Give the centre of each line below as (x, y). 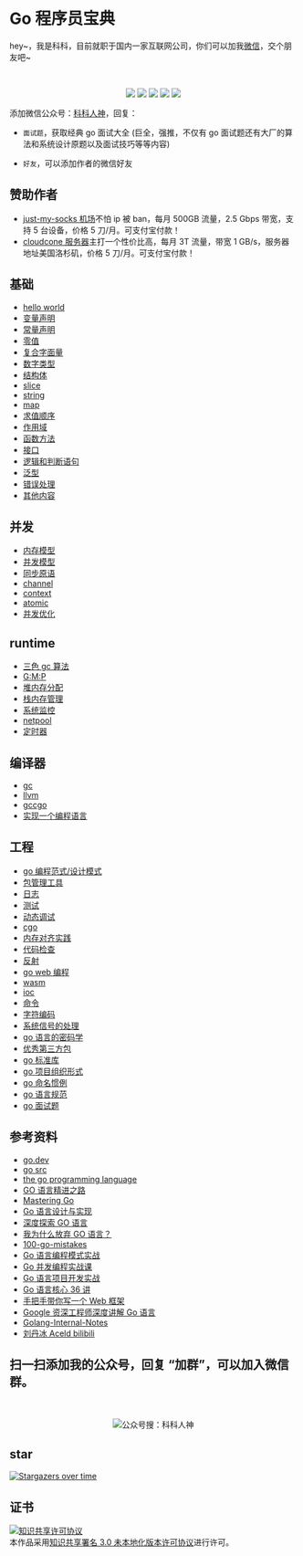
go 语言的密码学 (53, 1036)
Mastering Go (48, 1200)
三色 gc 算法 (46, 667)
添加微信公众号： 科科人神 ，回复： (73, 113)
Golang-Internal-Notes (65, 1322)
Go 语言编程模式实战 (61, 1255)
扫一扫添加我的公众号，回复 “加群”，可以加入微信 (149, 1365)
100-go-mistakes (55, 1244)
